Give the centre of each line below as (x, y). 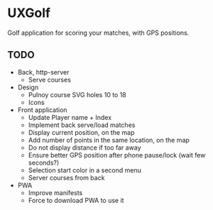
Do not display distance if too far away (84, 148)
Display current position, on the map (81, 132)
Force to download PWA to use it (76, 200)
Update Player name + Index (70, 117)
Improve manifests (55, 192)
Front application (42, 110)
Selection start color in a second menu (85, 170)
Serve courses (49, 79)
